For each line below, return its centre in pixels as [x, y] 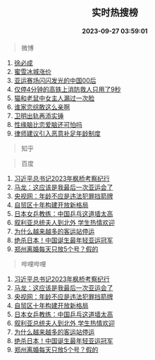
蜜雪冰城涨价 [32, 71]
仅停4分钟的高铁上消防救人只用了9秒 [67, 89]
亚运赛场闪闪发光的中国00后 [55, 80]
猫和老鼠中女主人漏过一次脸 [54, 98]
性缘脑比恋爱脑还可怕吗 [48, 124]
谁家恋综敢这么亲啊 [42, 107]
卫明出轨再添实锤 [39, 116]
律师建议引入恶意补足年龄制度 [57, 133]
